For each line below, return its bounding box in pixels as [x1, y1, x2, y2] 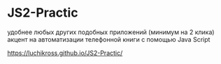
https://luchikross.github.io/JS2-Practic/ [7, 49, 123, 57]
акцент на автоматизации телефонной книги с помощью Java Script [7, 35, 211, 43]
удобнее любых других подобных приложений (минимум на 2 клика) [7, 28, 215, 36]
